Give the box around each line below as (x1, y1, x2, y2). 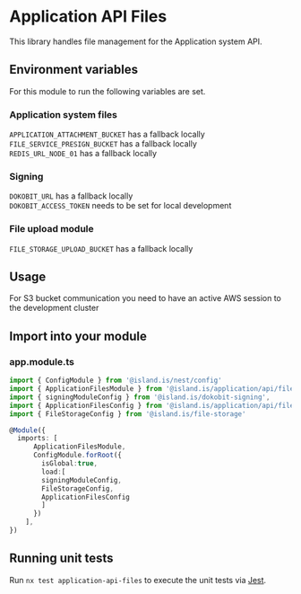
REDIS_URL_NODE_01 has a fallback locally (9, 148, 158, 159)
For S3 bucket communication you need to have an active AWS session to (9, 293, 282, 304)
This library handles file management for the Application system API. (9, 36, 262, 47)
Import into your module (9, 328, 148, 343)
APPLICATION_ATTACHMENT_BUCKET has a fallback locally (9, 129, 206, 140)
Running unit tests (9, 551, 114, 566)
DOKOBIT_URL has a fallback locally (9, 191, 133, 201)
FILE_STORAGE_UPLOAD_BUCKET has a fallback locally (9, 243, 193, 253)
